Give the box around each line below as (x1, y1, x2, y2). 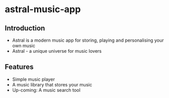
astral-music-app (5, 4, 81, 15)
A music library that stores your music (12, 81, 92, 87)
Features (5, 62, 34, 72)
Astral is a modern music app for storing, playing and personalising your (12, 37, 164, 43)
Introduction (5, 24, 45, 32)
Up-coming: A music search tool (12, 87, 81, 93)
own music (12, 43, 35, 49)
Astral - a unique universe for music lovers (12, 48, 102, 54)
